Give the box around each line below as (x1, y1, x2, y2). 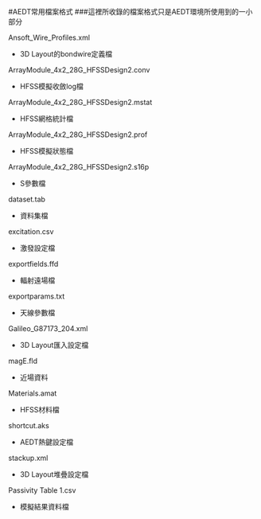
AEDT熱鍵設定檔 (19, 437, 74, 447)
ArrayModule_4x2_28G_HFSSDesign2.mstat (8, 98, 153, 107)
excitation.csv (8, 227, 54, 236)
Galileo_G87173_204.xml (8, 324, 88, 333)
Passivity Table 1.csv (8, 486, 76, 495)
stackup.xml (8, 453, 49, 462)
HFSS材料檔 (19, 405, 60, 414)
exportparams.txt (8, 291, 65, 301)
